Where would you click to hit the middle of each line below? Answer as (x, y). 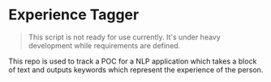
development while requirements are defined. (104, 45)
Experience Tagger (74, 15)
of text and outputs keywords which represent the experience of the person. (136, 69)
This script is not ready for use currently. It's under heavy (124, 37)
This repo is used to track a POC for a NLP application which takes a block (133, 61)
